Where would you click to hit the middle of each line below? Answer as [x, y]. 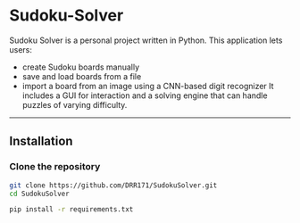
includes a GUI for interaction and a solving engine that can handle [145, 95]
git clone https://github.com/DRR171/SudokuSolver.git [113, 185]
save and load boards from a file [82, 76]
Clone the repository [55, 167]
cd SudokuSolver [39, 194]
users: [21, 49]
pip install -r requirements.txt [71, 210]
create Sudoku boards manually [81, 67]
